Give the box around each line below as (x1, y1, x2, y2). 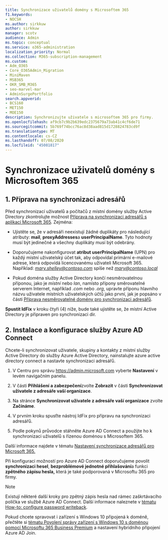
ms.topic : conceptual (5, 40, 51, 45)
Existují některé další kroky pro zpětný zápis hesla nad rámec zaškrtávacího (5, 493, 162, 499)
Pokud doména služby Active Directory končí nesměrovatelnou (12, 275, 143, 281)
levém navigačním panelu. (12, 373, 67, 379)
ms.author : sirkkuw (5, 21, 46, 27)
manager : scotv (5, 31, 37, 36)
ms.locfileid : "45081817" (5, 143, 59, 148)
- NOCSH (5, 17, 22, 22)
